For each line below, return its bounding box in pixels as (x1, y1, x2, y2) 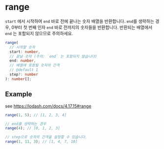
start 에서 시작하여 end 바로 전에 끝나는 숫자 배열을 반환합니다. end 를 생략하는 (5, 18, 154, 24)
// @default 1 (9, 67, 38, 72)
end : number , (9, 58, 36, 64)
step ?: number (9, 72, 38, 77)
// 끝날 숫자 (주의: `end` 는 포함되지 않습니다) (9, 54, 97, 59)
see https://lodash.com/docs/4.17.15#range (5, 103, 92, 109)
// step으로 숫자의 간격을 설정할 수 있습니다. (5, 135, 88, 140)
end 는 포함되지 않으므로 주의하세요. (5, 30, 73, 36)
